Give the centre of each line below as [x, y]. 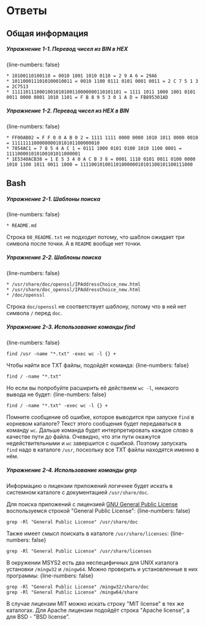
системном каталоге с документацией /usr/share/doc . [78, 492]
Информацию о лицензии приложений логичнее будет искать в [90, 485]
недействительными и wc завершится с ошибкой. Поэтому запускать [97, 443]
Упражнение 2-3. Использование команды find [71, 327]
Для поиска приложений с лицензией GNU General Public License [92, 504]
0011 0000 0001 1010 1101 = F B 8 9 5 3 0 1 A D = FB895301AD [87, 97]
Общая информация [47, 33]
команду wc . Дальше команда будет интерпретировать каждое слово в [100, 430]
